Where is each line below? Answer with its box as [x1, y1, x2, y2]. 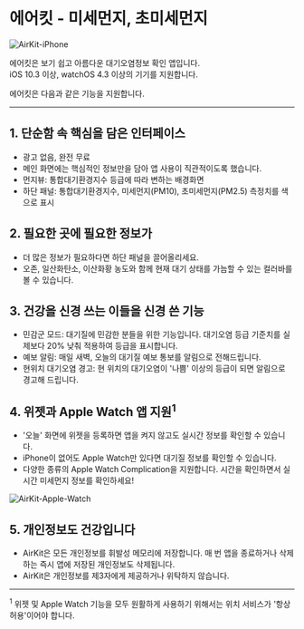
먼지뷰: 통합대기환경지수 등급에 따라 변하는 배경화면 [22, 174, 204, 185]
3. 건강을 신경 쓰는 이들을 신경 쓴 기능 [9, 303, 205, 318]
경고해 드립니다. [22, 374, 79, 385]
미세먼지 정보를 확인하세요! [39, 475, 134, 486]
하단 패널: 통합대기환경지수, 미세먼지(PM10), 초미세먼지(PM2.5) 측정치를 [22, 185, 280, 196]
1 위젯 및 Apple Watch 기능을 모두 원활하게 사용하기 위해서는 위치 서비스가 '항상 [9, 597, 291, 609]
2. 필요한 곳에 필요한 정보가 [9, 226, 153, 241]
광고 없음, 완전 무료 [22, 151, 90, 162]
